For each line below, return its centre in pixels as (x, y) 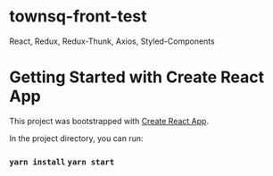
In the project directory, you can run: (76, 138)
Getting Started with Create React (137, 77)
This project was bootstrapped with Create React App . (109, 121)
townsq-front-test (78, 17)
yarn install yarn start (62, 162)
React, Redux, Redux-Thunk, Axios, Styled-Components (112, 41)
